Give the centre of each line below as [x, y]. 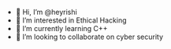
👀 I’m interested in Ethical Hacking [71, 20]
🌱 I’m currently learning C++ [61, 28]
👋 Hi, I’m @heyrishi [46, 12]
